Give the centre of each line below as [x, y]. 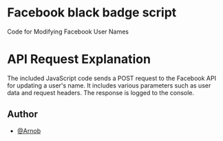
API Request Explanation [79, 59]
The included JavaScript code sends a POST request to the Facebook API [112, 78]
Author [22, 114]
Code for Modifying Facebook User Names [68, 31]
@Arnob [29, 131]
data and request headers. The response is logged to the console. [101, 92]
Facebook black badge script [92, 13]
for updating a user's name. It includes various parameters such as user [109, 85]
